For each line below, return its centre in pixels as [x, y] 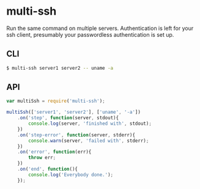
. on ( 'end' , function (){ [48, 169]
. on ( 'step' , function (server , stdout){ [68, 118]
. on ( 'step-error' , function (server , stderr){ [76, 135]
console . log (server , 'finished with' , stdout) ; [90, 124]
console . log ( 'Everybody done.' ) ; [71, 175]
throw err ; [42, 158]
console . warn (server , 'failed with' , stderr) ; [89, 141]
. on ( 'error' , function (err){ [54, 152]
